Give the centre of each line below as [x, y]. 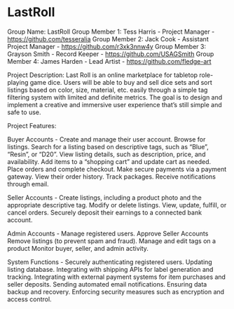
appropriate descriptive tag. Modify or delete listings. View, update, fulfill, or [117, 205]
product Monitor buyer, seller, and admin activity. [78, 248]
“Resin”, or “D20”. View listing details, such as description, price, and [106, 154]
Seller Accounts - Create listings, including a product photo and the [104, 198]
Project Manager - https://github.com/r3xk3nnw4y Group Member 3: [107, 46]
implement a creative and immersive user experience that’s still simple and [115, 104]
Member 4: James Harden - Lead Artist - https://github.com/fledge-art [109, 61]
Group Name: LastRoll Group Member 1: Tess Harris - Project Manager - [111, 32]
